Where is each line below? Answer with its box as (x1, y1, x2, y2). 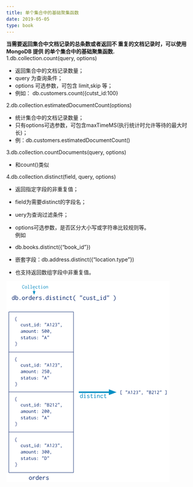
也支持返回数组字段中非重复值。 (14, 268, 94, 276)
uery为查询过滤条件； (14, 211, 69, 219)
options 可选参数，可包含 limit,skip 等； (14, 82, 113, 90)
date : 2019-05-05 (6, 16, 50, 22)
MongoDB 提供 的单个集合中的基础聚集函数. (6, 48, 115, 55)
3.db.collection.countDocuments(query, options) (6, 149, 127, 156)
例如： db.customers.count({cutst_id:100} (14, 90, 118, 97)
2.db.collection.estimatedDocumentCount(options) (6, 102, 132, 109)
